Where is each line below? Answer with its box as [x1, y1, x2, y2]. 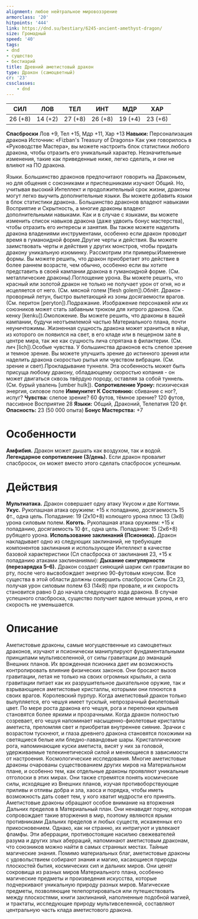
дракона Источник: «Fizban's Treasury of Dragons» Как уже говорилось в [6, 136, 192, 143]
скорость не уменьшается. [6, 601, 74, 608]
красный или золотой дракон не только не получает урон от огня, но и [6, 280, 186, 287]
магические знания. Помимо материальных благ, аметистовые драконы [6, 850, 190, 857]
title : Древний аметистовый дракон [6, 64, 94, 70]
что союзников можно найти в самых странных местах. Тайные [6, 843, 168, 850]
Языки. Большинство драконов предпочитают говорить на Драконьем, [6, 173, 187, 180]
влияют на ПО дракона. [6, 161, 66, 169]
